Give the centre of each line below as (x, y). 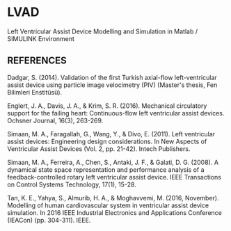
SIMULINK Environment (41, 38)
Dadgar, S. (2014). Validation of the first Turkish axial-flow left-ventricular (112, 77)
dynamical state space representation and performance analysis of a (106, 169)
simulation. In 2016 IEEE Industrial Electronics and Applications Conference (115, 212)
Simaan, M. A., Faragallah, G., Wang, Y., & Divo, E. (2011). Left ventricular (111, 134)
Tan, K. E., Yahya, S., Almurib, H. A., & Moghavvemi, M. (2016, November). (113, 198)
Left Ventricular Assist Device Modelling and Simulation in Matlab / (103, 31)
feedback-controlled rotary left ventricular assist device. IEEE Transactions (114, 177)
